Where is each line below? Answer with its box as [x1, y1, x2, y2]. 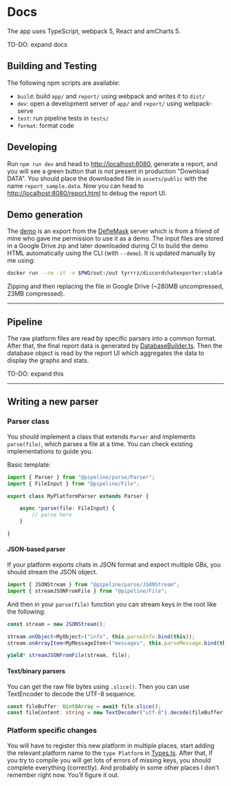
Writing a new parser [7, 396, 99, 407]
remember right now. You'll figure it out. [7, 770, 120, 779]
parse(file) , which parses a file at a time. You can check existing [7, 439, 193, 448]
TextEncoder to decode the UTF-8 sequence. [7, 689, 136, 698]
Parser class [7, 416, 49, 426]
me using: [7, 256, 36, 265]
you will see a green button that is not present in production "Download [7, 167, 209, 175]
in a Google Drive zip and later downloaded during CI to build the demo [7, 242, 208, 250]
